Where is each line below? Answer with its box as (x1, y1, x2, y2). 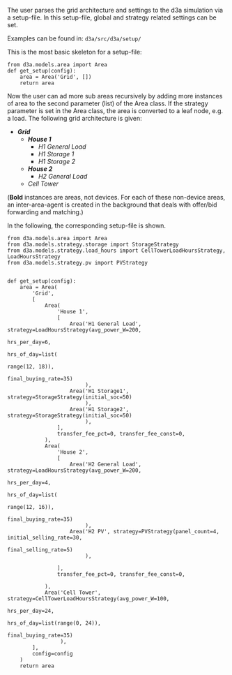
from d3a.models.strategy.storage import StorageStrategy (7, 241, 179, 248)
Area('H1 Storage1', (69, 387, 130, 394)
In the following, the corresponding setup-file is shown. (7, 221, 166, 230)
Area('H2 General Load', (69, 461, 141, 468)
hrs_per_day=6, (7, 339, 52, 346)
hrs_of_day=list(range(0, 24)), (7, 620, 101, 627)
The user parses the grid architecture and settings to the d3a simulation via (7, 6, 224, 14)
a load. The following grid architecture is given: (7, 114, 143, 122)
